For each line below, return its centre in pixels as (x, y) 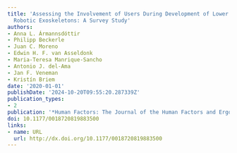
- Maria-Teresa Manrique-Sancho (55, 60)
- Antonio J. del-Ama (39, 66)
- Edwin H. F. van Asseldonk (50, 54)
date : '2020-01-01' (36, 86)
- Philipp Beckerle (36, 40)
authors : (20, 27)
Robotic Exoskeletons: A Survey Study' (72, 20)
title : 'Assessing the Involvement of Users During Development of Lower (118, 14)
